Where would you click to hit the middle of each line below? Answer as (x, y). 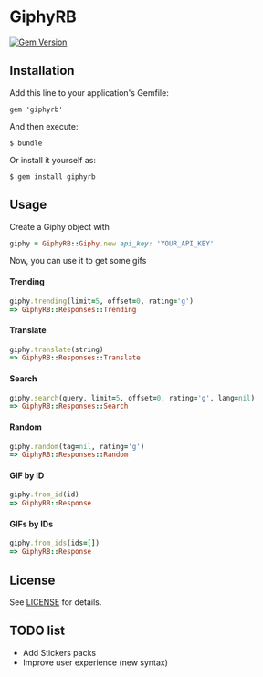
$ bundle (26, 143)
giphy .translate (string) (57, 349)
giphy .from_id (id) (44, 495)
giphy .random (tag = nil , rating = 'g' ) (77, 446)
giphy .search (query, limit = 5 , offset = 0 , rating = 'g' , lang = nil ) (132, 398)
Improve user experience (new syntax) (95, 662)
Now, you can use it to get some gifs (78, 261)
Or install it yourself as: (53, 160)
